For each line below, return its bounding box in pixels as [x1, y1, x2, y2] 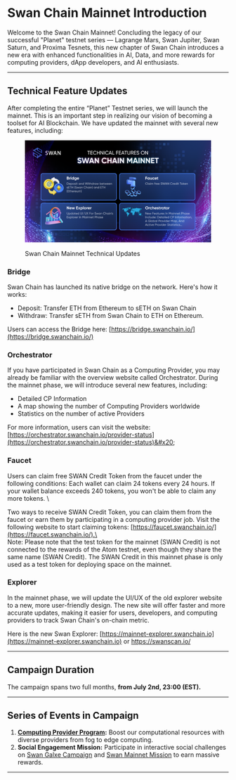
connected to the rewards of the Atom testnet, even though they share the [7, 545, 223, 554]
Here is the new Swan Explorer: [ [7, 629, 103, 638]
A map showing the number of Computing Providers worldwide [17, 402, 200, 411]
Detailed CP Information [17, 395, 87, 403]
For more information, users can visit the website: [7, 423, 151, 432]
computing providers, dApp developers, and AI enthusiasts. [7, 58, 179, 66]
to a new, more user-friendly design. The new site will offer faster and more [7, 601, 226, 609]
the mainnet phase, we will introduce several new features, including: [7, 381, 208, 390]
